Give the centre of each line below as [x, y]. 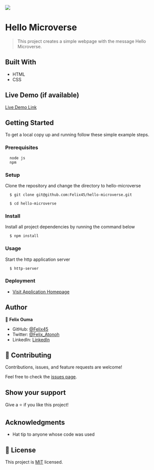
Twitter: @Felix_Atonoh [36, 334]
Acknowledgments [35, 422]
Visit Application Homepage [41, 292]
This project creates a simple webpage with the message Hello [82, 41]
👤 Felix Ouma [19, 319]
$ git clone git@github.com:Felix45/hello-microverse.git [71, 195]
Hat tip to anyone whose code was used [53, 434]
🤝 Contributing [28, 355]
